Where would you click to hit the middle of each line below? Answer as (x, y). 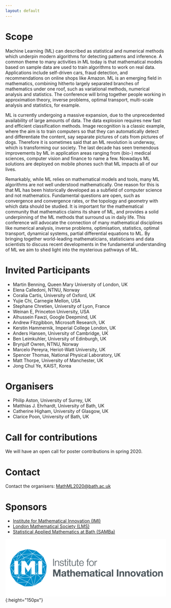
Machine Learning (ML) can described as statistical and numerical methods (85, 51)
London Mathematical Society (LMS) (51, 526)
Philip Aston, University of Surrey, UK (52, 400)
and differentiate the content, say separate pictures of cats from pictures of (85, 137)
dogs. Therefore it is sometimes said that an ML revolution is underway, (80, 142)
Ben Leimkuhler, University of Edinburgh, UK (59, 338)
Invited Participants (48, 270)
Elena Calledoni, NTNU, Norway (46, 290)
